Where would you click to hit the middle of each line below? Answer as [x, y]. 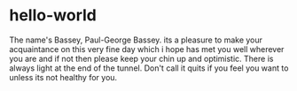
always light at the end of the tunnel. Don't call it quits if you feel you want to [149, 68]
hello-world [53, 15]
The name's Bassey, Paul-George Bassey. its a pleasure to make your [136, 40]
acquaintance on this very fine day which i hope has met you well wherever [147, 49]
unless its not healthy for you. [63, 77]
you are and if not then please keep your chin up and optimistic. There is [141, 58]
